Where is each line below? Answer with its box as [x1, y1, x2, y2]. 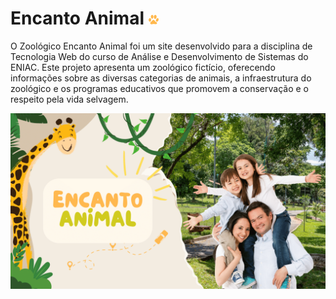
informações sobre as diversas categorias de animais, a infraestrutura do [10, 72, 312, 84]
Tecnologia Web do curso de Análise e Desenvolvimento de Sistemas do [10, 50, 309, 62]
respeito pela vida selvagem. [10, 93, 129, 105]
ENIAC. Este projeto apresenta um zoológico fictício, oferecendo [10, 61, 276, 73]
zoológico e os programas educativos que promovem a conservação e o [10, 82, 309, 94]
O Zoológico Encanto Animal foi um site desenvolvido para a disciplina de [10, 40, 313, 52]
